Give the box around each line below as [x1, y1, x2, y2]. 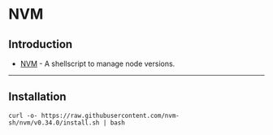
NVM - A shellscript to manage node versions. [19, 59, 175, 68]
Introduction [8, 37, 73, 51]
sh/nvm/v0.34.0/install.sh [8, 119, 100, 127]
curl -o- [8, 111, 38, 120]
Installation [8, 90, 67, 104]
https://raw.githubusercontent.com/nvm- [41, 111, 180, 120]
